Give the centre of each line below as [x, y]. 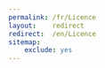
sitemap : [24, 42]
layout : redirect [47, 26]
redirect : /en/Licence [52, 34]
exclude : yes [48, 50]
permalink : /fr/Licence [52, 17]
